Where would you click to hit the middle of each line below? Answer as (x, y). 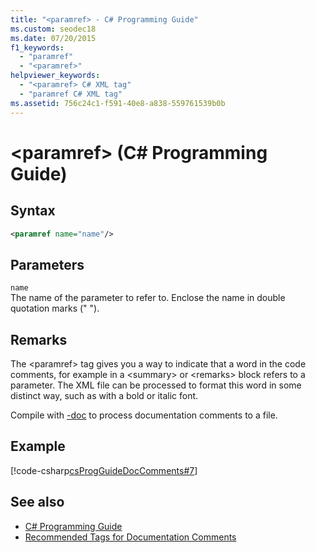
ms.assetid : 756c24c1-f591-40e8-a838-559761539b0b (118, 103)
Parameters (47, 264)
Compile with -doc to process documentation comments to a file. (144, 415)
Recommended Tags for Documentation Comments (130, 537)
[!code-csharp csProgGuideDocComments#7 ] (104, 470)
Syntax (33, 211)
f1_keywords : (37, 47)
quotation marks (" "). (55, 308)
